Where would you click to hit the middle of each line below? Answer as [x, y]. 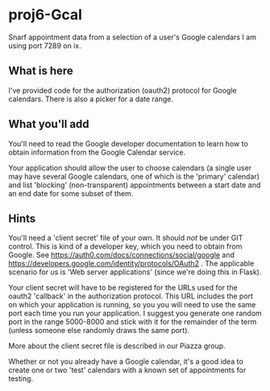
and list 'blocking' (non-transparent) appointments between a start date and [135, 185]
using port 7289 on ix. [45, 45]
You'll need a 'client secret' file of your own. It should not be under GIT [126, 238]
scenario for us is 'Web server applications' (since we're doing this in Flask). [135, 272]
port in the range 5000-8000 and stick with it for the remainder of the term [133, 322]
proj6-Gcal [46, 15]
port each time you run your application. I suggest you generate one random [135, 313]
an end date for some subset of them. [71, 193]
